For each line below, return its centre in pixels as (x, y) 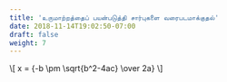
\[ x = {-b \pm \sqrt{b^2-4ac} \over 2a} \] (86, 68)
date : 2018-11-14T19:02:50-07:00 (73, 26)
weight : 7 (28, 43)
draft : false (34, 34)
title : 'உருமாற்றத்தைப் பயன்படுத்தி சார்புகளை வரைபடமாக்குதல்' (114, 18)
